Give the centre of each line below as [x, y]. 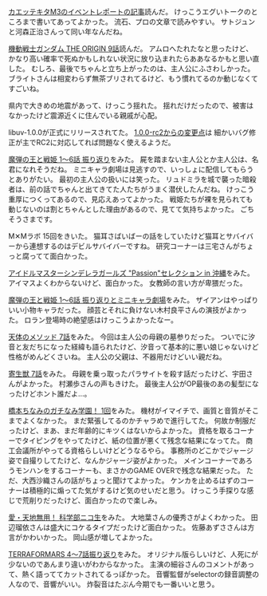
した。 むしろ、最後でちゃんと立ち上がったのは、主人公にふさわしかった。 [132, 69]
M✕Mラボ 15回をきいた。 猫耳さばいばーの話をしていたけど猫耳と [117, 236]
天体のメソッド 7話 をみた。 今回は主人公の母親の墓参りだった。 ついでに [128, 337]
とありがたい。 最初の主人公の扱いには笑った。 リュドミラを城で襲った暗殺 [132, 179]
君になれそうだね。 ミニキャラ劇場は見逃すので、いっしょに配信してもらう [131, 169]
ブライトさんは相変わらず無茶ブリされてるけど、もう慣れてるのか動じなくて [133, 79]
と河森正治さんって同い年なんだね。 [68, 32]
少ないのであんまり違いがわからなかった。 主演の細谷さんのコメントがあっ [132, 564]
